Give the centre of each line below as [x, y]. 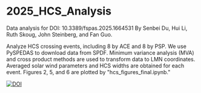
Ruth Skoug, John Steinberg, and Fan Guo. [59, 34]
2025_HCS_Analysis [59, 11]
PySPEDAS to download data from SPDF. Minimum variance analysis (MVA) [100, 52]
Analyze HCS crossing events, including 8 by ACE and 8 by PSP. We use [96, 46]
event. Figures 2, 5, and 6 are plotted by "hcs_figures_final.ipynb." [88, 72]
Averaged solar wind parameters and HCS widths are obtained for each [95, 66]
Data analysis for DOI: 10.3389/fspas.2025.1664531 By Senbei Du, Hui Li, [97, 28]
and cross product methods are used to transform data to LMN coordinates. [101, 59]
